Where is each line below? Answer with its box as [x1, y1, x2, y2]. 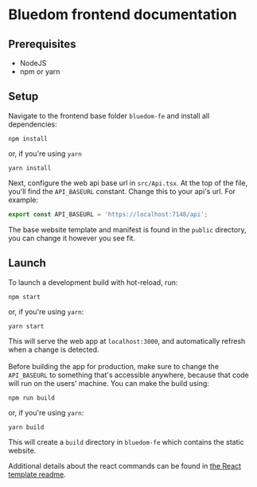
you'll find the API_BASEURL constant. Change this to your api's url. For [8, 186, 236, 196]
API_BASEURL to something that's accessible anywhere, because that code [8, 370, 249, 380]
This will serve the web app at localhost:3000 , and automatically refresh [8, 336, 246, 345]
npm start [8, 293, 41, 301]
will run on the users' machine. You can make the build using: [8, 378, 209, 388]
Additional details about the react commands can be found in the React [8, 461, 241, 470]
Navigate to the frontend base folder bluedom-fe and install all [8, 111, 210, 120]
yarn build [8, 423, 45, 431]
